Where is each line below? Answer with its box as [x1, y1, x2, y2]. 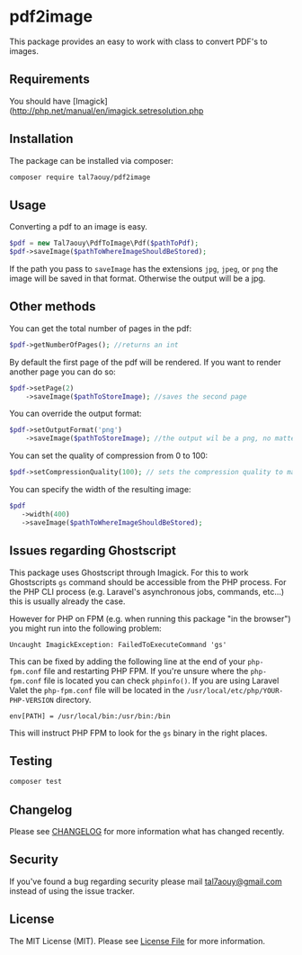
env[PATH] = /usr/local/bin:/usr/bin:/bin [9, 711, 171, 721]
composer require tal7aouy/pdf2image [9, 173, 151, 182]
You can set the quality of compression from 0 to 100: [9, 450, 209, 461]
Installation [9, 131, 74, 147]
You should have [9, 95, 71, 106]
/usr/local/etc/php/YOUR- [186, 686, 284, 695]
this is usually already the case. [9, 596, 126, 607]
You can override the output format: [9, 408, 142, 419]
